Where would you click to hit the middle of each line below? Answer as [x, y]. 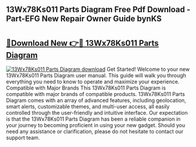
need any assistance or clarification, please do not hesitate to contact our [95, 131]
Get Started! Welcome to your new [148, 69]
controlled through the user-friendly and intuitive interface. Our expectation [97, 113]
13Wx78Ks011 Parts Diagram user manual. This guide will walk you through [96, 75]
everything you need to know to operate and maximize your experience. [93, 82]
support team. [23, 138]
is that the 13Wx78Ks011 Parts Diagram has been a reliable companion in [93, 119]
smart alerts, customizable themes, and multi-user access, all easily [88, 107]
